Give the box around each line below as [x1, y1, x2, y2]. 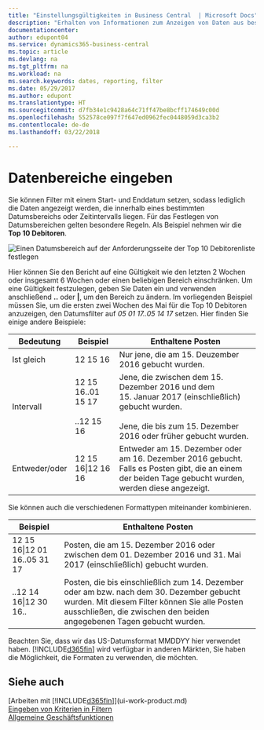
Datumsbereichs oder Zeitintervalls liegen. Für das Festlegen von [8, 211, 218, 221]
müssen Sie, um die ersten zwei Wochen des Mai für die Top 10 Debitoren [8, 300, 247, 310]
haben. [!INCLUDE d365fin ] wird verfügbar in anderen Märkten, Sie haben [8, 644, 246, 654]
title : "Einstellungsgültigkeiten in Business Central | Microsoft [8, 11, 237, 20]
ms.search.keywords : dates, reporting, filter [8, 77, 163, 85]
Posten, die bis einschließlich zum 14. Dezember [64, 576, 244, 587]
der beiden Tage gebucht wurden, [119, 473, 245, 484]
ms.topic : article [8, 48, 68, 56]
